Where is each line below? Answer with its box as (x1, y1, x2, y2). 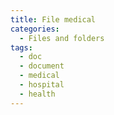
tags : (10, 42, 33, 53)
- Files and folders (19, 33, 105, 43)
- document (19, 61, 65, 71)
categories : (10, 24, 60, 34)
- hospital (19, 80, 65, 90)
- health (19, 89, 56, 99)
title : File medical (10, 14, 97, 25)
